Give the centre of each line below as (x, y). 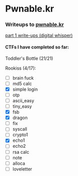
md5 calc (22, 83)
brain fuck (23, 78)
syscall (20, 129)
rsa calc (21, 152)
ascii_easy (23, 100)
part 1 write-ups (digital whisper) (39, 35)
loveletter (22, 169)
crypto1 (20, 135)
